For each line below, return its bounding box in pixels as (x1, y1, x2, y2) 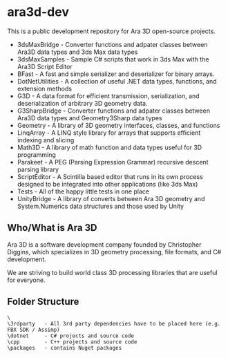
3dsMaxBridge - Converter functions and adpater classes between (17, 40, 208, 48)
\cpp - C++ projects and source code (7, 338, 137, 346)
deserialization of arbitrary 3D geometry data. (17, 99, 148, 107)
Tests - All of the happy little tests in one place (17, 187, 150, 196)
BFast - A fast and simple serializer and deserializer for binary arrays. (17, 70, 215, 78)
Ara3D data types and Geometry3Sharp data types (17, 113, 162, 122)
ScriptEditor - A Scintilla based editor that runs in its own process (17, 172, 204, 180)
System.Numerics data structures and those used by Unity (17, 202, 184, 210)
